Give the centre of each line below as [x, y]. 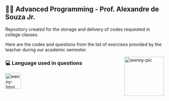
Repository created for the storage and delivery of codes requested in [78, 29]
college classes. [22, 34]
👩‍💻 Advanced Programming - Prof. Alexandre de [82, 9]
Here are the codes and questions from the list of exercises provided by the [83, 44]
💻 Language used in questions [44, 63]
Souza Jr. [20, 17]
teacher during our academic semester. [46, 49]
